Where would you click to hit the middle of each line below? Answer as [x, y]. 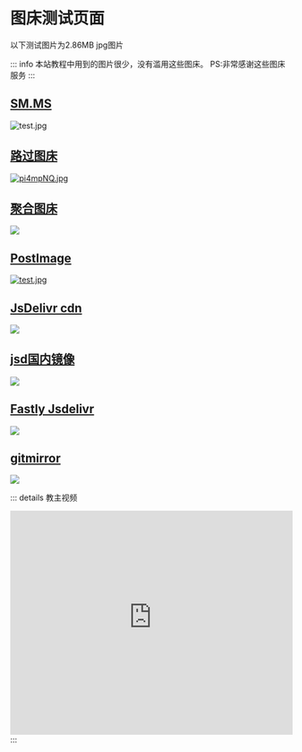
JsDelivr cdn [46, 308]
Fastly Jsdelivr [52, 409]
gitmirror [35, 458]
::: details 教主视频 [44, 497]
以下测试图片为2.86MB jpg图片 [67, 45]
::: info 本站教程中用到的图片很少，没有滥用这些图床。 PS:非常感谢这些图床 [148, 64]
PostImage [41, 258]
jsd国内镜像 [43, 359]
